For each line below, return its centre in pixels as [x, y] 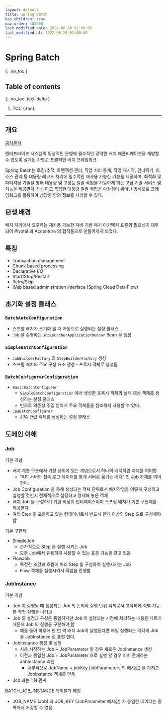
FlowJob [21, 558]
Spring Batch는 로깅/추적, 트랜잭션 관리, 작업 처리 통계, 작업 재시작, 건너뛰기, [80, 170]
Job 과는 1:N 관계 [29, 680]
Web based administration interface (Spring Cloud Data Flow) [75, 287]
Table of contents [33, 87]
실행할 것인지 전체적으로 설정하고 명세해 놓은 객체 [60, 495]
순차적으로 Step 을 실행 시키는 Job [54, 547]
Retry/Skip [23, 282]
